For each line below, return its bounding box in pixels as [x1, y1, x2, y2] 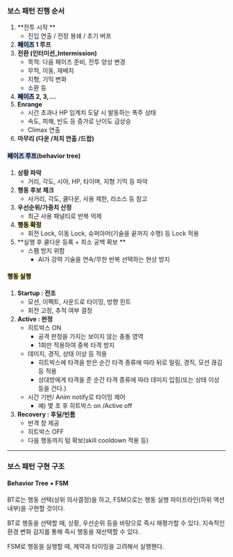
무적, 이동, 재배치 [27, 67, 74, 75]
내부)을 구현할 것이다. [7, 504, 65, 512]
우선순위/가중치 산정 [17, 203, 72, 211]
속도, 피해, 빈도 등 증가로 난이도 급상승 [27, 117, 132, 125]
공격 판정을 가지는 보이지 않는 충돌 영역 [37, 332, 144, 340]
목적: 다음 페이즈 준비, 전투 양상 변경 [27, 58, 126, 67]
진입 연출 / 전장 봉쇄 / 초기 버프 [27, 32, 112, 40]
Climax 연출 [27, 126, 61, 134]
